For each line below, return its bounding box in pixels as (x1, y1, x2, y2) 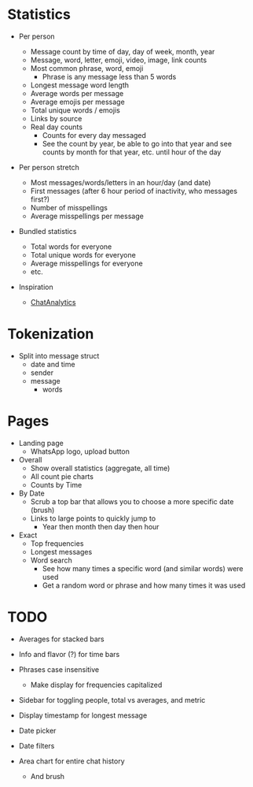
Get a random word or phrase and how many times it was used (42, 581, 246, 590)
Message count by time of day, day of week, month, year (30, 46, 215, 56)
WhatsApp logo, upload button (30, 447, 130, 456)
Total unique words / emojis (30, 105, 121, 115)
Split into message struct (18, 351, 100, 360)
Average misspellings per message (30, 211, 145, 221)
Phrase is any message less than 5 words (42, 72, 177, 81)
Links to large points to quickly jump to (30, 514, 156, 523)
